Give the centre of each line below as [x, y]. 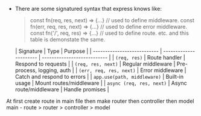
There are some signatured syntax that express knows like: [88, 9]
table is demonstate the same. [68, 39]
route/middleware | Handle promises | [62, 89]
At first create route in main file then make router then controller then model [100, 101]
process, [26, 70]
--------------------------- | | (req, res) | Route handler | [113, 57]
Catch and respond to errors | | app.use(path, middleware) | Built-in [99, 77]
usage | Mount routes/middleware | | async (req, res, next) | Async [101, 83]
